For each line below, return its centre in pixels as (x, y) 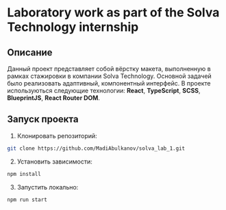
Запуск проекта (43, 119)
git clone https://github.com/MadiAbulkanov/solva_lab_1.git (96, 148)
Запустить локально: (48, 187)
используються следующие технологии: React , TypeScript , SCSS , (104, 91)
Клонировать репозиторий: (57, 135)
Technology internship (73, 27)
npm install (24, 174)
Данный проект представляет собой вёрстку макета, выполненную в (109, 69)
